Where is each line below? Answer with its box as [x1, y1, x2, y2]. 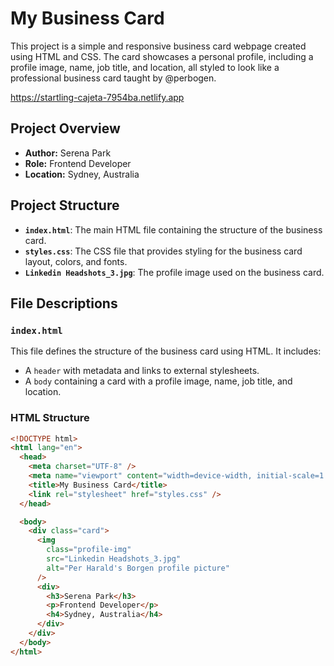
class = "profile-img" [46, 545, 132, 555]
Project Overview [10, 120, 121, 137]
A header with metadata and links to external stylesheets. [24, 365, 260, 377]
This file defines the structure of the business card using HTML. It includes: [10, 345, 322, 357]
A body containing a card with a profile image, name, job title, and [24, 375, 293, 387]
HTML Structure [10, 411, 90, 425]
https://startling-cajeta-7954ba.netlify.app [10, 91, 185, 103]
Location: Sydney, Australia [24, 168, 140, 180]
